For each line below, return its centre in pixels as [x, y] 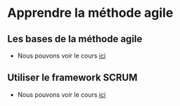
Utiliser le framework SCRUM [72, 78]
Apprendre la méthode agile [90, 13]
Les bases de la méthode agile [75, 39]
